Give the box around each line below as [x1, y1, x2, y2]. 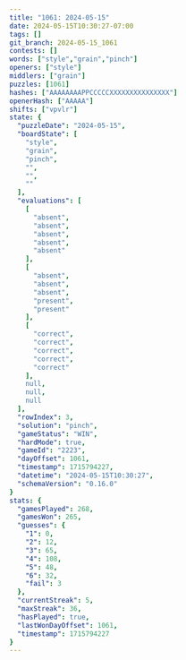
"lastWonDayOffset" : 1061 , [17, 621, 118, 630]
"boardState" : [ [17, 130, 78, 139]
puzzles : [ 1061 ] [9, 80, 70, 89]
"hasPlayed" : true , [17, 613, 90, 621]
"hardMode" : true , [17, 438, 87, 447]
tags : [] [9, 30, 42, 39]
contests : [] [9, 47, 58, 56]
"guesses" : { [17, 521, 66, 530]
